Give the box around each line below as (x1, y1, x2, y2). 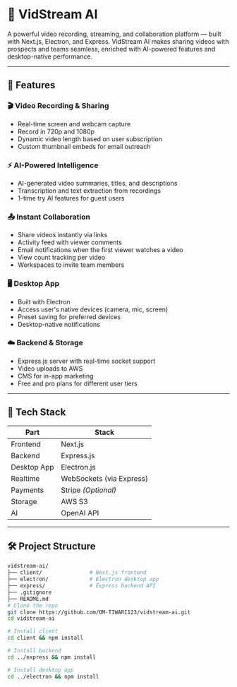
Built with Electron (17, 297, 71, 306)
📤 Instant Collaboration (7, 212, 90, 222)
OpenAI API (61, 508, 99, 518)
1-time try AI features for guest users (17, 193, 125, 202)
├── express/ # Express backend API (7, 583, 157, 590)
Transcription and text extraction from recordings (17, 186, 161, 195)
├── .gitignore (7, 589, 52, 596)
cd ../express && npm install (7, 653, 97, 661)
